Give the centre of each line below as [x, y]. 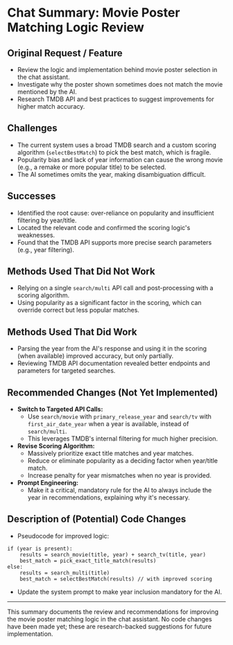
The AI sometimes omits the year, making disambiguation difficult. [111, 174]
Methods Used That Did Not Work [81, 272]
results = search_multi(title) [65, 573]
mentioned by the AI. [47, 92]
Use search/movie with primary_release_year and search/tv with [119, 416]
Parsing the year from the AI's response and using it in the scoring [112, 348]
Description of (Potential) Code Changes [97, 519]
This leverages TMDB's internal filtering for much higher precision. [123, 439]
